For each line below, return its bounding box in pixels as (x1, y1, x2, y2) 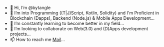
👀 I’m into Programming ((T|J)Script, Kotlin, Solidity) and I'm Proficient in (9, 10, 159, 16)
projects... (9, 31, 31, 37)
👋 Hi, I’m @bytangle (9, 5, 51, 10)
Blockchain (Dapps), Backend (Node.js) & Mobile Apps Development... (9, 15, 155, 21)
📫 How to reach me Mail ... (9, 37, 65, 42)
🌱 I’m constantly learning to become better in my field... (9, 20, 124, 26)
